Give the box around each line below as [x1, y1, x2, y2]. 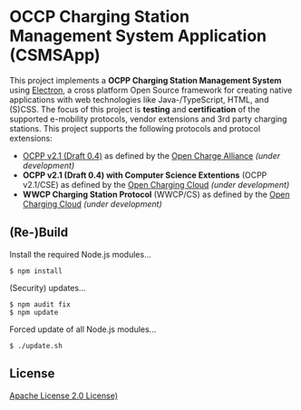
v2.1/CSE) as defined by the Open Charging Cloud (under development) [22, 179, 290, 190]
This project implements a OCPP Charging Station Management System [9, 74, 282, 85]
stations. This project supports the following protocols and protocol [9, 122, 261, 133]
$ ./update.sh [9, 341, 63, 350]
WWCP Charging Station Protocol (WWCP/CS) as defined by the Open [22, 189, 290, 200]
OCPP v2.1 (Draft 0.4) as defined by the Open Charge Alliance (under [22, 150, 281, 161]
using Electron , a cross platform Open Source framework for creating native [9, 84, 293, 95]
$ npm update [9, 307, 59, 317]
